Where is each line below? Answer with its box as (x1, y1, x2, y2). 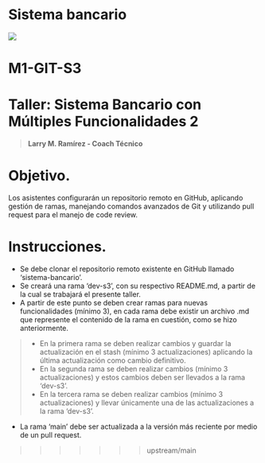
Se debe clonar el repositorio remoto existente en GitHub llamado (19, 264, 235, 274)
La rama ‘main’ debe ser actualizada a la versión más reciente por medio (19, 422, 258, 431)
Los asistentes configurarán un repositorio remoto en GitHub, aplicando (8, 193, 244, 202)
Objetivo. (8, 167, 71, 185)
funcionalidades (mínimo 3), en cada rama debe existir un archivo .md (19, 306, 250, 316)
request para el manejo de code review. (8, 210, 138, 220)
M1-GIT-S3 (8, 60, 82, 77)
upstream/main (146, 445, 197, 455)
